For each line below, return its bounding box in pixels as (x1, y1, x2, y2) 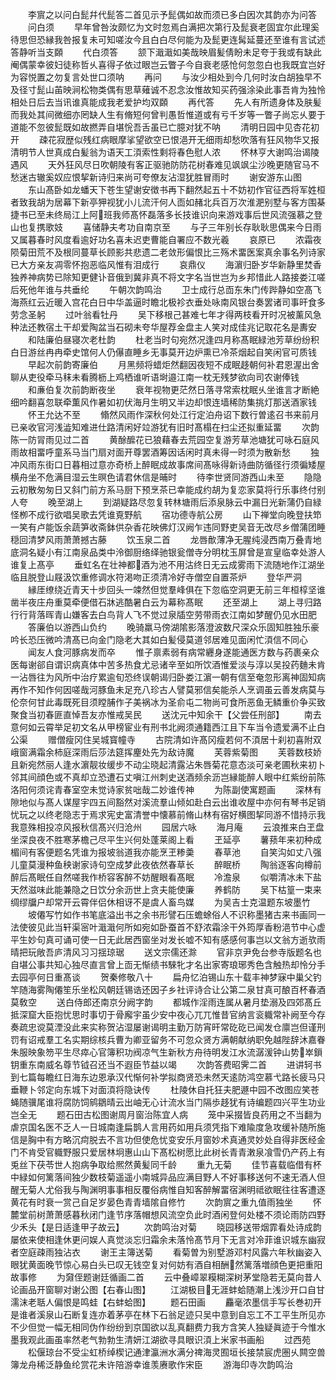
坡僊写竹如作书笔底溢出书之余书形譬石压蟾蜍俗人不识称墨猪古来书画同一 (27, 909, 326, 920)
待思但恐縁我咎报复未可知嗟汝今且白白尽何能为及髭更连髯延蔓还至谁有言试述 (10, 34, 326, 45)
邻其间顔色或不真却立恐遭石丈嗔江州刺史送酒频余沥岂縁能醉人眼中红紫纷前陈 (10, 771, 326, 783)
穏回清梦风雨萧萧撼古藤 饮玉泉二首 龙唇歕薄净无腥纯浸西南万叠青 (10, 534, 313, 545)
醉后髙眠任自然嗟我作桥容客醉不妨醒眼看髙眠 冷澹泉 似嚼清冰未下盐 (10, 871, 322, 883)
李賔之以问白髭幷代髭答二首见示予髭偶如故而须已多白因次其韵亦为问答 (27, 9, 317, 20)
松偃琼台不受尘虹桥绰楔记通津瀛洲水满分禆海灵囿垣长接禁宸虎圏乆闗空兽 (27, 1346, 326, 1358)
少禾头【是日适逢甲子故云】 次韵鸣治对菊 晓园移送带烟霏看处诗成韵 (10, 1221, 322, 1233)
